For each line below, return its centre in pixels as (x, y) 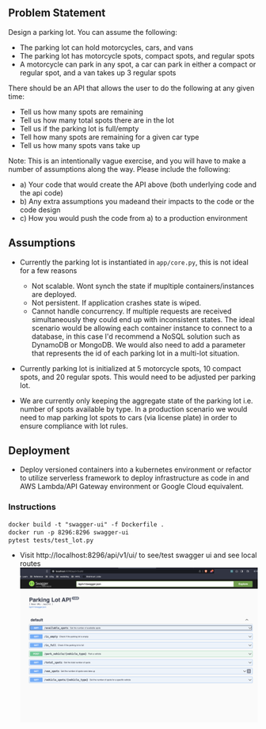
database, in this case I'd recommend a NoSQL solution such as (136, 336)
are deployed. (54, 294)
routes (30, 563)
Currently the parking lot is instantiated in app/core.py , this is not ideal (134, 262)
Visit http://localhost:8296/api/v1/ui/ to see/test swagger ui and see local (138, 555)
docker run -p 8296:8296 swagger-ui (68, 532)
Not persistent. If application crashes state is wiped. (116, 302)
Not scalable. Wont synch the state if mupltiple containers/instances (143, 286)
